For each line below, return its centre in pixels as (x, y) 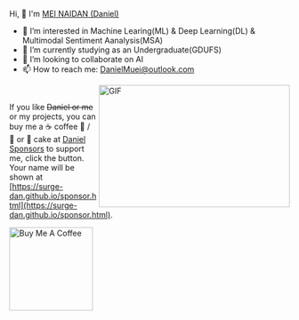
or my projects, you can (53, 116)
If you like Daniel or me (51, 107)
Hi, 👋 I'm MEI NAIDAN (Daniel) (64, 14)
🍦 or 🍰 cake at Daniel (48, 139)
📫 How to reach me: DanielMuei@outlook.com (108, 69)
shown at (26, 177)
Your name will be (42, 168)
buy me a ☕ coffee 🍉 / (50, 126)
